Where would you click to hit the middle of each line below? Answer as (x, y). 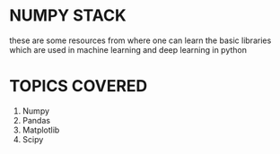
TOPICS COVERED (79, 86)
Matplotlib (41, 130)
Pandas (36, 120)
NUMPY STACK (68, 16)
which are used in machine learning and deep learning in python (128, 49)
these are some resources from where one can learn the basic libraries (140, 40)
